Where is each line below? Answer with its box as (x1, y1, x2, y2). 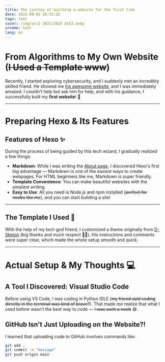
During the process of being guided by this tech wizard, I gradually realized (5, 148, 158, 154)
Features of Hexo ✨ (5, 135, 65, 143)
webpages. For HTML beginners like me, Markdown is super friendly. (12, 173, 152, 179)
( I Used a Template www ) (5, 62, 110, 73)
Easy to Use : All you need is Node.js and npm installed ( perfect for (12, 189, 147, 195)
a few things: (5, 153, 31, 159)
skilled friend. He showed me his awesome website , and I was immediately (5, 83, 156, 89)
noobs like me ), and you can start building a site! (12, 194, 110, 200)
